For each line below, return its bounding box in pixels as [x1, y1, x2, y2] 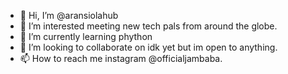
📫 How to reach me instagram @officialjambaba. [19, 53, 223, 64]
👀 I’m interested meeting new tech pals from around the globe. [19, 20, 278, 32]
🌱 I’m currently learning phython [19, 31, 153, 42]
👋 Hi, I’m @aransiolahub [19, 10, 119, 21]
